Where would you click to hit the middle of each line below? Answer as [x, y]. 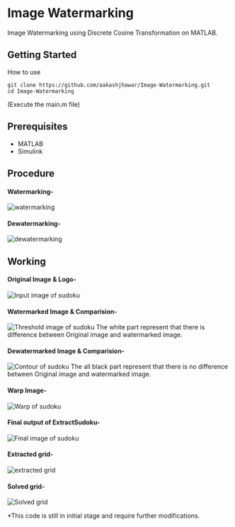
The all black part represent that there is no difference [149, 367]
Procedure [31, 173]
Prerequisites [38, 126]
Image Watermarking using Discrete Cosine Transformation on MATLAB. [113, 33]
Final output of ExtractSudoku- [54, 422]
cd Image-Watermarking [41, 91]
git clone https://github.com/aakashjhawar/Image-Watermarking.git [109, 85]
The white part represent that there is [150, 327]
